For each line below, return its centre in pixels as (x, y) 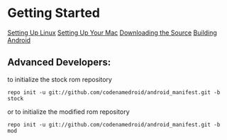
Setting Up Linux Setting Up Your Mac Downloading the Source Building (112, 33)
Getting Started (54, 13)
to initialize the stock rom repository (60, 79)
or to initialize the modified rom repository (68, 112)
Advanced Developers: (59, 63)
